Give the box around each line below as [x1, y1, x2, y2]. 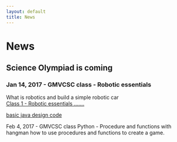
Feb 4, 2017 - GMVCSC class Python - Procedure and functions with [6, 123, 172, 130]
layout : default [6, 8, 46, 15]
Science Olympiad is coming [6, 63, 113, 73]
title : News [6, 14, 35, 20]
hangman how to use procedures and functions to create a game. [6, 129, 165, 136]
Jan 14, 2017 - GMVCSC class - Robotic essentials [6, 81, 152, 88]
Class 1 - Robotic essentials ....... [6, 100, 85, 107]
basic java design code [6, 111, 62, 118]
